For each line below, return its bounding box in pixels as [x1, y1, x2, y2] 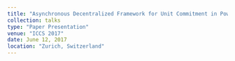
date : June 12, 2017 [7, 36, 68, 43]
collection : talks [7, 17, 61, 24]
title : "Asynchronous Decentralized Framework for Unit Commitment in [7, 10, 218, 18]
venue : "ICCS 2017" [7, 29, 64, 37]
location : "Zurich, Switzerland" [7, 43, 105, 50]
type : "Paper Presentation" [7, 23, 90, 30]
